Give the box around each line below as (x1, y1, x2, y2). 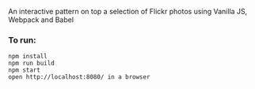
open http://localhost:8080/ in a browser (8, 73, 150, 81)
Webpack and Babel (8, 15, 74, 24)
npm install (8, 53, 48, 61)
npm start (8, 66, 41, 74)
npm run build (8, 59, 55, 68)
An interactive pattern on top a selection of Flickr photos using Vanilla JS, (8, 7, 248, 16)
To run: (8, 35, 37, 46)
